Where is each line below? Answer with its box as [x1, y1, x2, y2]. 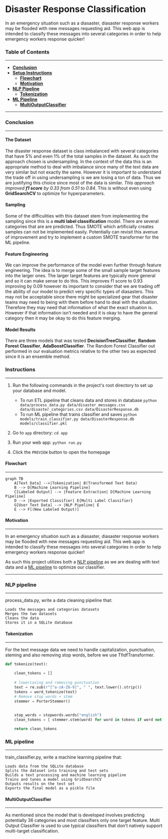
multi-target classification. [5, 828, 59, 834]
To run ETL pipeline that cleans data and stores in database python [19, 397, 157, 403]
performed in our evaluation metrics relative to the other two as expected [5, 348, 156, 354]
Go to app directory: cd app [12, 429, 68, 435]
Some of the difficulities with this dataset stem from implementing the [5, 212, 148, 218]
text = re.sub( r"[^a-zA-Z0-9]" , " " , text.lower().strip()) [14, 684, 142, 689]
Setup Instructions [12, 70, 52, 76]
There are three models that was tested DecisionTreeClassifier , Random [5, 337, 156, 343]
